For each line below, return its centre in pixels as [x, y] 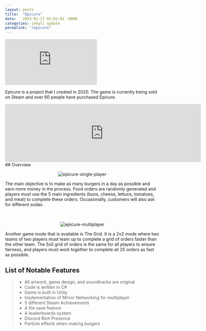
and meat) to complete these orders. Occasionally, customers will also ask [80, 199]
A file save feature [43, 308]
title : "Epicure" [24, 14]
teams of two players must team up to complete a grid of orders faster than [81, 239]
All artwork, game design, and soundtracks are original [80, 282]
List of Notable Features [42, 270]
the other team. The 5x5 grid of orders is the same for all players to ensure [80, 244]
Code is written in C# [46, 287]
